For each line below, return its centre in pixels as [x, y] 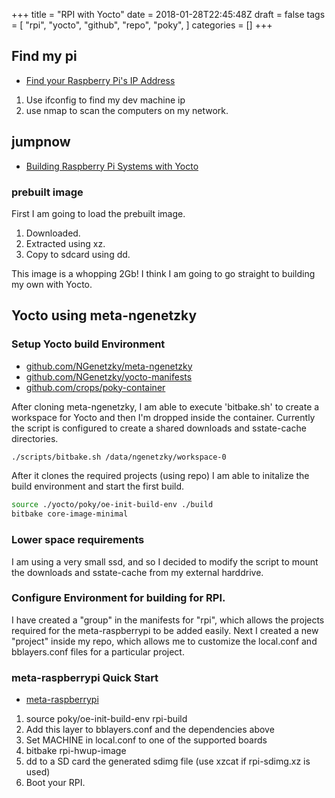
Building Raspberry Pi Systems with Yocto [112, 166]
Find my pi [44, 56]
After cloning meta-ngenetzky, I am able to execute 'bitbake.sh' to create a [165, 406]
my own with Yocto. [52, 284]
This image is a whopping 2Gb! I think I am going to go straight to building [163, 273]
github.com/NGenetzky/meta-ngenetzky [109, 366]
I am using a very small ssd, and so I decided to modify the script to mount [165, 561]
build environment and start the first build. [98, 486]
